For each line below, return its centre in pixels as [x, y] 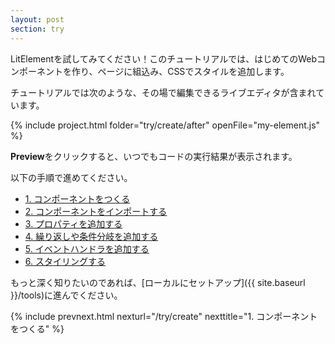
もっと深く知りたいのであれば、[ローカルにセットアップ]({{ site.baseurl [158, 282]
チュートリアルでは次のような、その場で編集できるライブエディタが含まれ [163, 92]
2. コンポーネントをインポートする [96, 211]
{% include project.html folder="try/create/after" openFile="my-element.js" [165, 125]
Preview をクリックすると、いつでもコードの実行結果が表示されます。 [154, 156]
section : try [37, 29]
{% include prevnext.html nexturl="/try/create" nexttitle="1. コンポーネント [164, 316]
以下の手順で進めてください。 [71, 177]
